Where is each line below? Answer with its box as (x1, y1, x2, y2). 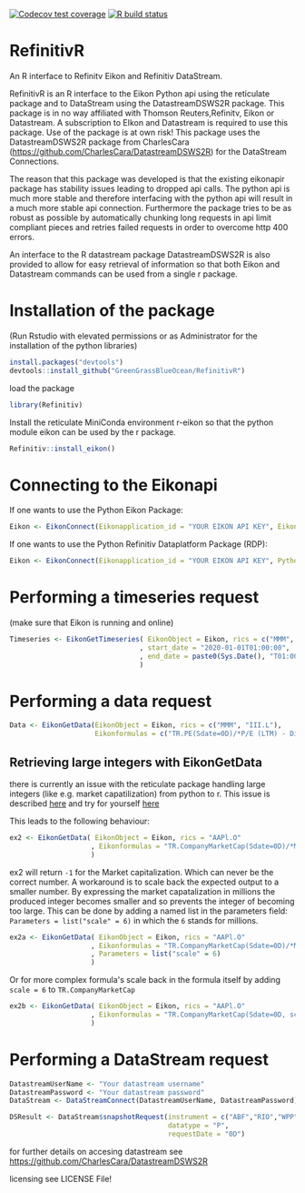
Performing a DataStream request (9, 1049, 270, 1069)
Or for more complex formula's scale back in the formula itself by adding (9, 975, 281, 986)
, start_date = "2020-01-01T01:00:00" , (139, 642, 290, 652)
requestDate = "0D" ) (167, 1129, 246, 1139)
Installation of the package (9, 300, 215, 321)
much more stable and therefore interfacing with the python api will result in (9, 192, 293, 204)
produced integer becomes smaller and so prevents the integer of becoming (9, 895, 295, 906)
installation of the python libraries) (9, 339, 138, 350)
